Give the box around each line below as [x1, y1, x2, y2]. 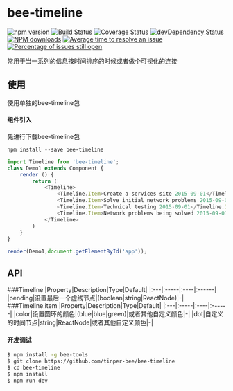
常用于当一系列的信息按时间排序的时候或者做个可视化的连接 [7, 57, 178, 65]
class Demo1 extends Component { [7, 165, 104, 172]
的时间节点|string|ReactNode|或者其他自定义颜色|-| [7, 318, 154, 327]
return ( [32, 178, 58, 185]
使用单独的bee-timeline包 [7, 98, 80, 107]
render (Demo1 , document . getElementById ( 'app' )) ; [7, 248, 148, 255]
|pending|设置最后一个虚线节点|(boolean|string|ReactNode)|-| [7, 294, 184, 302]
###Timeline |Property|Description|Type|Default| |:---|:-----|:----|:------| [7, 286, 217, 294]
